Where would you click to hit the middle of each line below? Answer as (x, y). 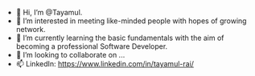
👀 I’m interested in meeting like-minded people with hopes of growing (131, 21)
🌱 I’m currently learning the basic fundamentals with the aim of (120, 38)
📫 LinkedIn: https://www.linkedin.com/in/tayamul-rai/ (105, 64)
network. (31, 29)
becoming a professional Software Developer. (92, 46)
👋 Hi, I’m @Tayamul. (49, 12)
